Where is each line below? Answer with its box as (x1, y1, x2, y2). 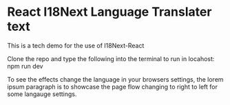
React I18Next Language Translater (7, 4, 212, 20)
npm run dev (7, 62, 43, 70)
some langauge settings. (7, 90, 77, 98)
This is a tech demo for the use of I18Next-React (7, 41, 145, 49)
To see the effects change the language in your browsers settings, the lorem (7, 75, 224, 83)
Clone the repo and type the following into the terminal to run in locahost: (7, 54, 215, 62)
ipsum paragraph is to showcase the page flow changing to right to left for (7, 82, 218, 91)
